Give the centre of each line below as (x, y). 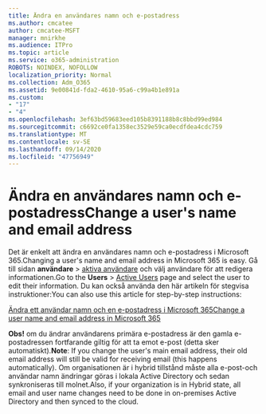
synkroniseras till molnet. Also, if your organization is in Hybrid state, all (125, 384)
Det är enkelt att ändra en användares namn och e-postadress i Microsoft (129, 252)
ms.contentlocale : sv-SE (49, 142)
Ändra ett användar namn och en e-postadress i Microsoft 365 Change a (127, 310)
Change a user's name (160, 213)
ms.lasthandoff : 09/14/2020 (55, 149)
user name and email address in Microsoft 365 (84, 318)
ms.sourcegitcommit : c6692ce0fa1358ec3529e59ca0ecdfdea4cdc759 (115, 127)
